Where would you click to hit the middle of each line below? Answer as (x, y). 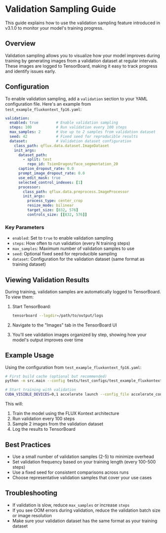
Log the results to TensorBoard (44, 429)
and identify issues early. (31, 71)
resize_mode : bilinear (50, 205)
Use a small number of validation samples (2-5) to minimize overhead (83, 456)
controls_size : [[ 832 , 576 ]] (57, 214)
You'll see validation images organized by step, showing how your (79, 334)
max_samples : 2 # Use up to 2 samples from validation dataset (83, 132)
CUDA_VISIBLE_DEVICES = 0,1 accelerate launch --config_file (67, 394)
